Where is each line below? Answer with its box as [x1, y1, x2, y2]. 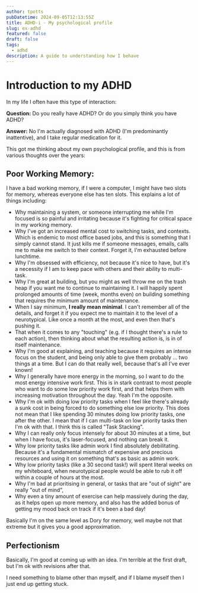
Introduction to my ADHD [6, 78, 132, 92]
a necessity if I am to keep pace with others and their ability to [14, 266, 167, 273]
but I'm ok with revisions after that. [6, 563, 91, 570]
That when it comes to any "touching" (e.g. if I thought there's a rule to [14, 329, 188, 336]
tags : [6, 42, 20, 48]
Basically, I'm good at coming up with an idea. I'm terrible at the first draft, [6, 556, 187, 563]
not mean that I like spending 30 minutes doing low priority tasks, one [14, 411, 186, 418]
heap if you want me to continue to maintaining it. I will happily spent [14, 285, 183, 292]
